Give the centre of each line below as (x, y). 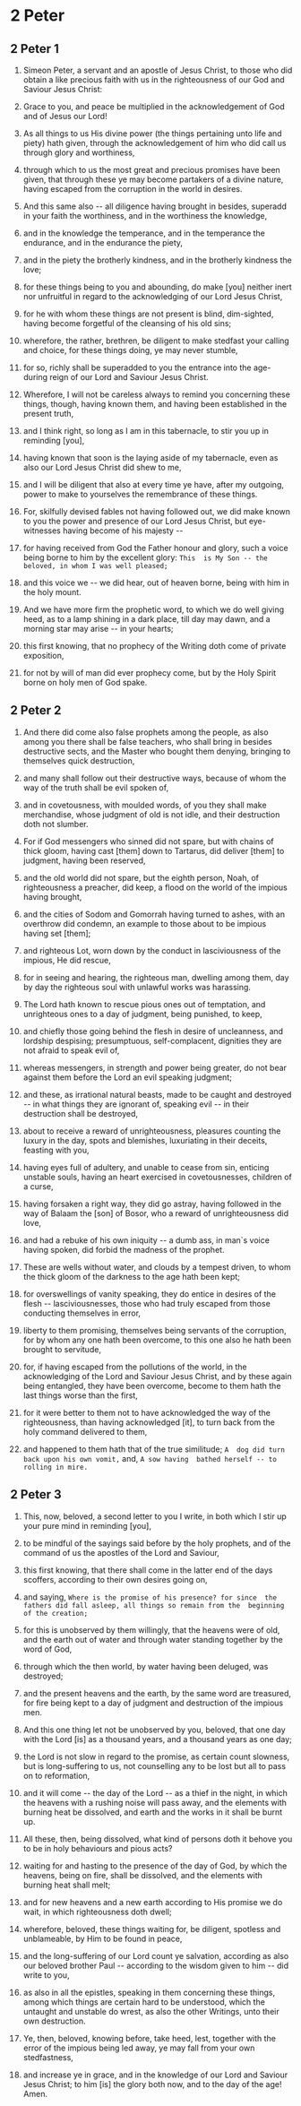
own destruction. (54, 2021)
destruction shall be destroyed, (80, 1113)
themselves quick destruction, (79, 760)
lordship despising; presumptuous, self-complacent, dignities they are (152, 1040)
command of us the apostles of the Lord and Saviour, (121, 1552)
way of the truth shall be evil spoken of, (96, 787)
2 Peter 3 (36, 1494)
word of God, (47, 1649)
